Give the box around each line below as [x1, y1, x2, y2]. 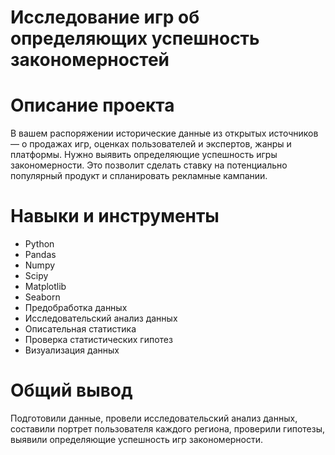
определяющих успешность [10, 27, 260, 50]
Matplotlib [24, 281, 67, 293]
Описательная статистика [24, 323, 137, 335]
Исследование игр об [10, 6, 200, 29]
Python [24, 238, 55, 250]
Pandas [24, 249, 57, 261]
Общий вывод [10, 379, 133, 402]
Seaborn [24, 291, 61, 303]
